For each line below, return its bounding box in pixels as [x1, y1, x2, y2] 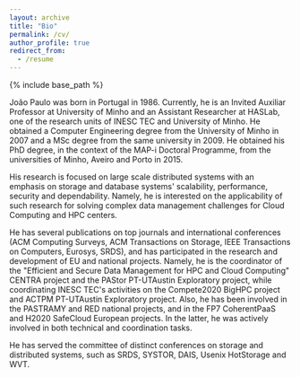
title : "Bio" [9, 22, 58, 31]
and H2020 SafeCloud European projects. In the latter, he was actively [9, 313, 269, 323]
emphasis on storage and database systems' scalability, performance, [9, 181, 269, 191]
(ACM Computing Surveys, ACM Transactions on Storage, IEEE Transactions [9, 237, 291, 247]
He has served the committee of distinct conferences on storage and [9, 340, 264, 350]
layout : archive [9, 13, 70, 22]
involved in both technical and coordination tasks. [9, 322, 193, 333]
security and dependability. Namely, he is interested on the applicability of [9, 190, 283, 201]
